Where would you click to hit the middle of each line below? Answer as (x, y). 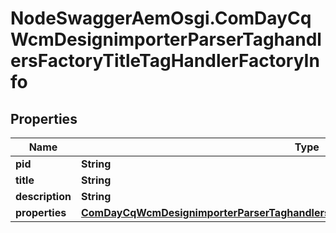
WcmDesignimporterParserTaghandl (166, 39)
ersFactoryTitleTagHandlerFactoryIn (165, 61)
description (43, 196)
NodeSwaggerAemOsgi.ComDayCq (161, 18)
